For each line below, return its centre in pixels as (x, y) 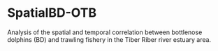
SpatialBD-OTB (52, 13)
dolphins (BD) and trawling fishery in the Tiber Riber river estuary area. (109, 39)
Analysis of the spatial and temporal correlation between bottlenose (105, 32)
